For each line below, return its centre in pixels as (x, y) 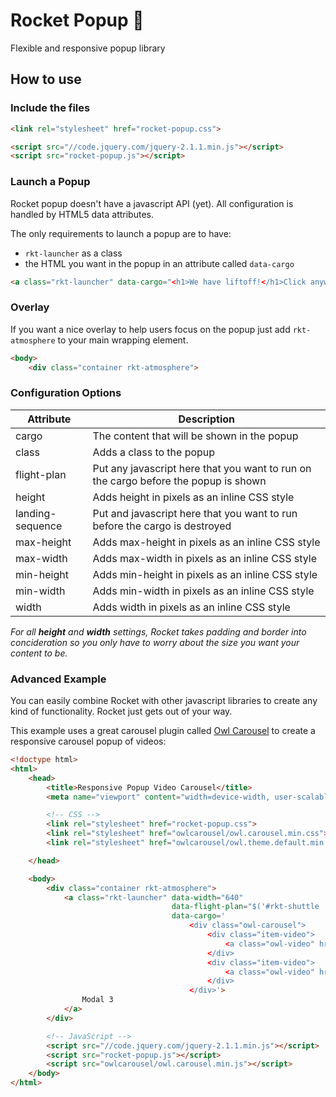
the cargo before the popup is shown (179, 481)
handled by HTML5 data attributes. (82, 214)
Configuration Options (66, 393)
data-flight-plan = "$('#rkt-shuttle (245, 907)
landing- (36, 513)
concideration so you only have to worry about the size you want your (155, 642)
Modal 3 (97, 1000)
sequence (39, 526)
